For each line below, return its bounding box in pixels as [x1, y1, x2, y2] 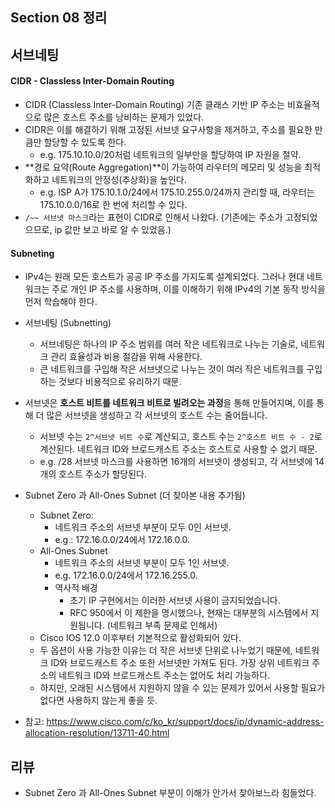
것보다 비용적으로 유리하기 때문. [58, 376, 182, 388]
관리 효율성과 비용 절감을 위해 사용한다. [50, 351, 203, 363]
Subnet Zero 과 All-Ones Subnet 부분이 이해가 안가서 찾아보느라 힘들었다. [24, 787, 317, 798]
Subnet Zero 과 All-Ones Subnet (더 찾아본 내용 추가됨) [24, 489, 246, 502]
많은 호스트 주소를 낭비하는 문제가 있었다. [43, 111, 205, 123]
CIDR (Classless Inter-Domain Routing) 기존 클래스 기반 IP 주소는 [24, 98, 286, 110]
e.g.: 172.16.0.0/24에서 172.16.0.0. [54, 534, 191, 546]
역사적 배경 [54, 582, 98, 594]
